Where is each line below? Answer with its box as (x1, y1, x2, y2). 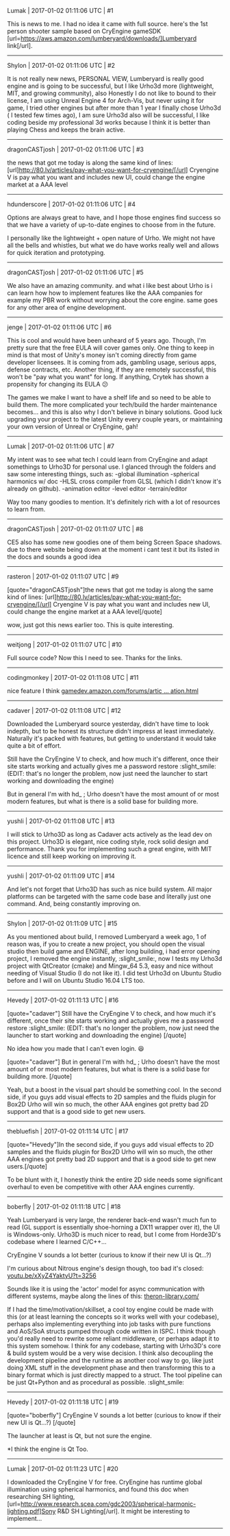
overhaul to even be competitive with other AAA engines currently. (7, 1183, 195, 1191)
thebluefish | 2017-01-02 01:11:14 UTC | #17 (7, 1127, 129, 1135)
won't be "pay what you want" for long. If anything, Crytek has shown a (7, 373, 209, 380)
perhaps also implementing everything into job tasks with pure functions (7, 1320, 211, 1328)
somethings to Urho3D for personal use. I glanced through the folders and (7, 463, 216, 471)
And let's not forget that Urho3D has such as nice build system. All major (7, 885, 212, 893)
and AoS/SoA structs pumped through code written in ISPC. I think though (7, 1327, 216, 1335)
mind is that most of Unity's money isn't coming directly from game (7, 351, 197, 359)
